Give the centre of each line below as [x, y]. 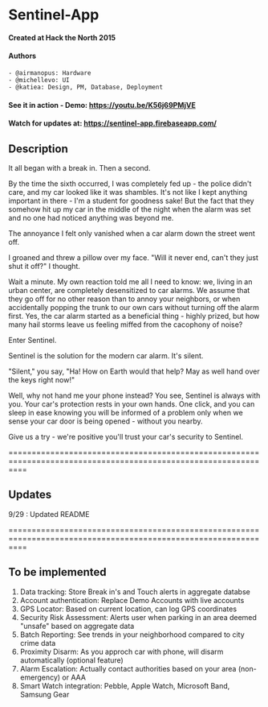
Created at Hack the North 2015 [62, 37]
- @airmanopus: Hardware [50, 73]
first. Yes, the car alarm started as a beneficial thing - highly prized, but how [134, 316]
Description [38, 149]
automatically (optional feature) [72, 660]
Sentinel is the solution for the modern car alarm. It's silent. [106, 355]
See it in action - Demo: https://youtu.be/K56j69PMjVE [102, 105]
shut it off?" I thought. [44, 266]
